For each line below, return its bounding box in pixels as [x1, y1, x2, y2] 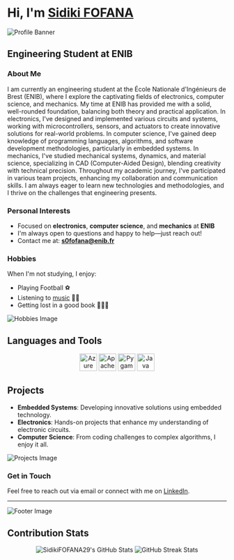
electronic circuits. [17, 425, 71, 433]
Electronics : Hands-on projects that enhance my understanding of [17, 418, 209, 426]
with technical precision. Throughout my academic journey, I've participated [7, 166, 226, 175]
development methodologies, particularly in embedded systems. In [7, 144, 199, 153]
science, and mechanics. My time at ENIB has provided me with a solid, [7, 100, 212, 108]
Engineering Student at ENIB [7, 48, 133, 60]
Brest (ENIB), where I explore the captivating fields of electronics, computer [7, 92, 224, 100]
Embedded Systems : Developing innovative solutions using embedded [17, 403, 221, 412]
